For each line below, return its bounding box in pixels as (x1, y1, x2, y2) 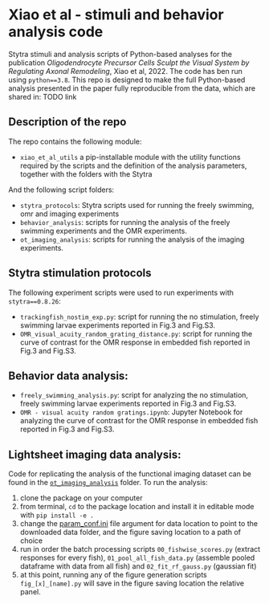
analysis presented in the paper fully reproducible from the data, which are (8, 83, 255, 93)
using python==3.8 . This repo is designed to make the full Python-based (8, 75, 246, 84)
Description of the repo (8, 115, 127, 129)
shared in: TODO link (8, 92, 77, 101)
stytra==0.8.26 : (8, 296, 62, 306)
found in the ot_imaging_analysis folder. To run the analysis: (8, 478, 208, 488)
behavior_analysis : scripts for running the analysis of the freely (19, 217, 230, 226)
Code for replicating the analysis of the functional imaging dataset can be (8, 469, 251, 479)
